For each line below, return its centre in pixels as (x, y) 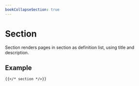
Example (18, 68)
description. (17, 52)
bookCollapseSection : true (32, 10)
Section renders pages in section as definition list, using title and (70, 47)
